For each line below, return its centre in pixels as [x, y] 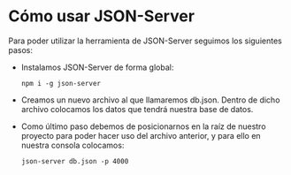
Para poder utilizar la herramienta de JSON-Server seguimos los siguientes [145, 41]
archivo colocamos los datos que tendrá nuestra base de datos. [137, 109]
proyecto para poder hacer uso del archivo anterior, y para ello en [141, 135]
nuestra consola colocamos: [73, 145]
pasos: [20, 49]
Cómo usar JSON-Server [102, 16]
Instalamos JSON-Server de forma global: [97, 67]
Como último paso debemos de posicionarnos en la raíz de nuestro [143, 126]
